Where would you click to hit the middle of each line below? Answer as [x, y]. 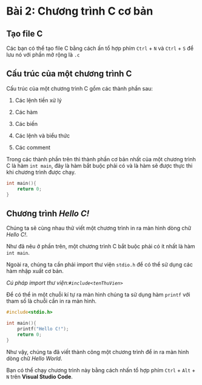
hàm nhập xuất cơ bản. [35, 271]
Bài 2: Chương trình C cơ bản [80, 11]
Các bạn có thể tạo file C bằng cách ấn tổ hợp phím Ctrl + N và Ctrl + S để [100, 48]
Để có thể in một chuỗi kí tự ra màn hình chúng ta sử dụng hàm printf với [98, 295]
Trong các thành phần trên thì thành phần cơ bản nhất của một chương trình [101, 159]
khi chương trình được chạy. [41, 172]
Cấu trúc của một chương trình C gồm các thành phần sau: [80, 88]
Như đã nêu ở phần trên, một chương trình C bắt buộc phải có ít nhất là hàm [101, 246]
